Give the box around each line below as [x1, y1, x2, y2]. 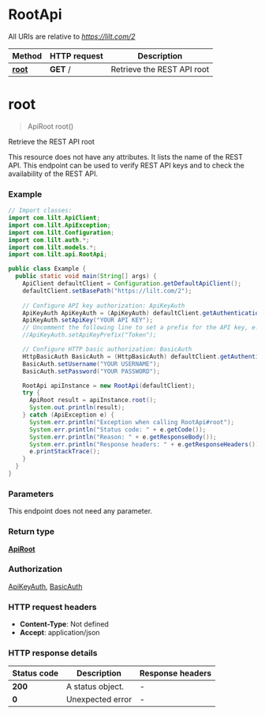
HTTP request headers [8, 601, 97, 612]
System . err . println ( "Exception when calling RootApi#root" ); [28, 418, 235, 426]
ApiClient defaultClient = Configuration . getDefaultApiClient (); [22, 280, 242, 288]
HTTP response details [8, 648, 98, 659]
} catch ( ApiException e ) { [22, 411, 114, 420]
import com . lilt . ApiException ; [8, 221, 111, 229]
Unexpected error [65, 694, 132, 705]
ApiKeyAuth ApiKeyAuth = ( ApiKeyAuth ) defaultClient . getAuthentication [22, 309, 263, 317]
